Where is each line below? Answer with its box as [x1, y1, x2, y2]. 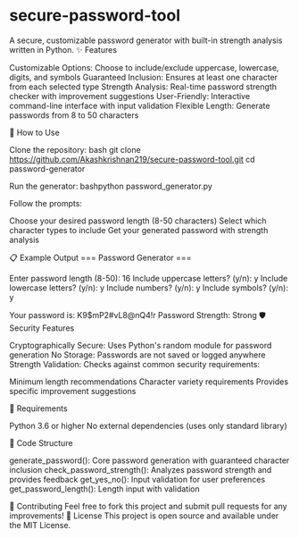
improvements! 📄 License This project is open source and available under [9, 510, 279, 521]
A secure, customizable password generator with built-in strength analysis [9, 35, 283, 46]
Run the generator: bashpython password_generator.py [9, 181, 212, 191]
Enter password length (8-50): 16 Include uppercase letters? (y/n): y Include [9, 273, 288, 283]
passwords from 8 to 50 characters [9, 109, 139, 121]
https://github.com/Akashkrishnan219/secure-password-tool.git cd [9, 154, 256, 164]
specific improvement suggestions [9, 385, 137, 396]
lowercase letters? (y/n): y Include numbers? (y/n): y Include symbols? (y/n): [9, 282, 288, 293]
